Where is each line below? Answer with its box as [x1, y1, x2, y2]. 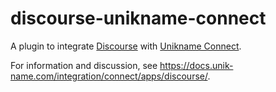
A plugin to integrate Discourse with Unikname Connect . [10, 40, 242, 52]
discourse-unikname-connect [10, 7, 267, 30]
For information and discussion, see [10, 59, 158, 71]
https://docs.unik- [159, 59, 234, 71]
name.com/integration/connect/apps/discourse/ [10, 70, 208, 82]
